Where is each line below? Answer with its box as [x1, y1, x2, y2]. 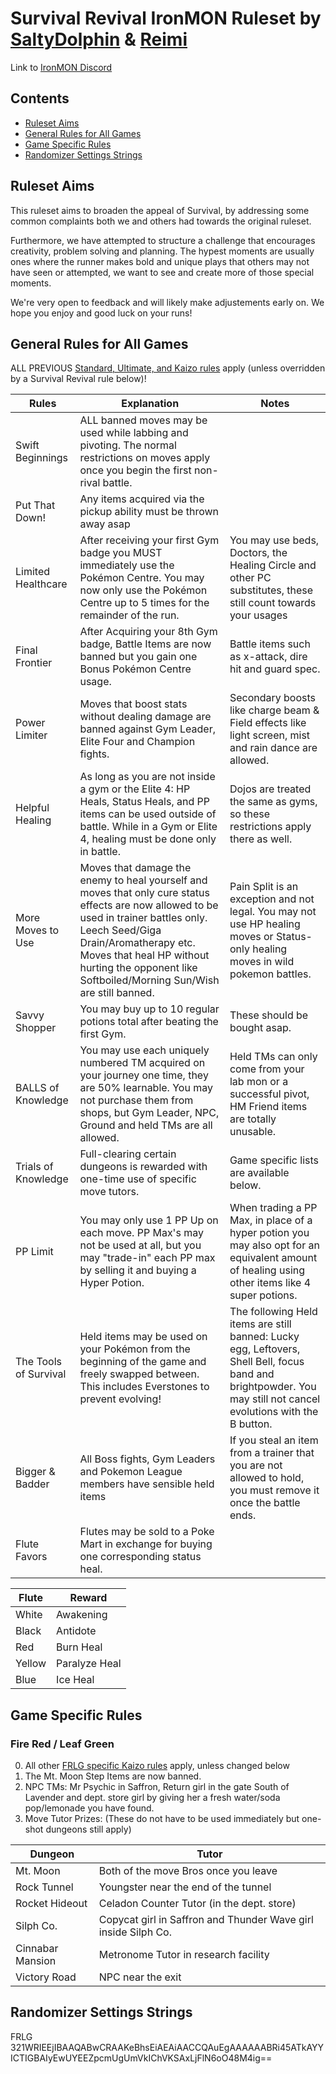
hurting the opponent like [79, 961, 198, 975]
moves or [229, 930, 274, 944]
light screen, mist [229, 728, 311, 742]
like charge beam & [229, 703, 320, 717]
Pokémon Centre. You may [79, 571, 205, 585]
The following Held [229, 1305, 318, 1319]
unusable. [229, 1125, 277, 1139]
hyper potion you [229, 1226, 310, 1240]
